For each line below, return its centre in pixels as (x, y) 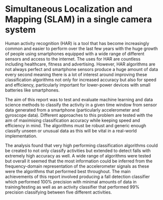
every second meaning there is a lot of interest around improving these (76, 74)
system (20, 30)
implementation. (21, 136)
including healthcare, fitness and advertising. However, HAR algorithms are (80, 64)
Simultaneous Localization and (69, 9)
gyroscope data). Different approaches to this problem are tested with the (79, 115)
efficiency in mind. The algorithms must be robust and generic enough (76, 125)
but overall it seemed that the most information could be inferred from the (79, 161)
